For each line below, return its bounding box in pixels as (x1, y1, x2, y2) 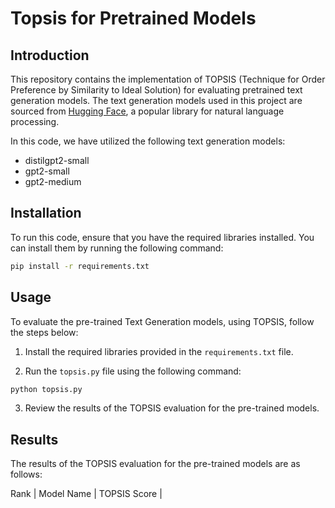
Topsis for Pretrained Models (10, 7, 257, 30)
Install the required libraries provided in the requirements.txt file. (24, 345, 294, 357)
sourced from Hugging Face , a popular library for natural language (10, 105, 285, 117)
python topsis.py (10, 384, 83, 394)
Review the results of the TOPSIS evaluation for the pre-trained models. (24, 402, 320, 414)
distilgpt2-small (24, 155, 90, 166)
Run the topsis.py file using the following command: (24, 365, 242, 377)
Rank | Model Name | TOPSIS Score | (10, 488, 163, 500)
